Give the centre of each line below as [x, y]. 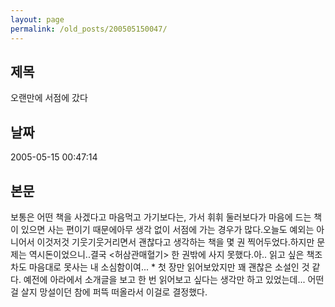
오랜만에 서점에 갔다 [49, 98]
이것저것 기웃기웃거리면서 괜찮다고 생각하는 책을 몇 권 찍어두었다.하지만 [175, 242]
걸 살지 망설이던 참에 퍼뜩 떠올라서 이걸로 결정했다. [109, 292]
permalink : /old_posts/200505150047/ [89, 29]
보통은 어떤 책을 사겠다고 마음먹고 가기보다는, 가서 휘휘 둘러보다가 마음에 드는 [161, 217]
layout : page [37, 19]
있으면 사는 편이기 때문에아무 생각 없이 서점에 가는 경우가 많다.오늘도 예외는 [167, 229]
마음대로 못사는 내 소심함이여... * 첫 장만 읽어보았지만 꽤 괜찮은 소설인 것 [169, 267]
